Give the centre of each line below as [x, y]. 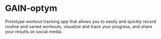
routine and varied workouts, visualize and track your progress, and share [79, 26]
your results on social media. [34, 31]
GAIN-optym [31, 8]
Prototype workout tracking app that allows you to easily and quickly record [80, 21]
